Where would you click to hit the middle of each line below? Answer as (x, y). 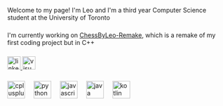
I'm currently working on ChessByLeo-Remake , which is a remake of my (111, 35)
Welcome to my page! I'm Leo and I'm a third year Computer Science (107, 10)
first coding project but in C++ (51, 42)
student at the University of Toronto (59, 18)
